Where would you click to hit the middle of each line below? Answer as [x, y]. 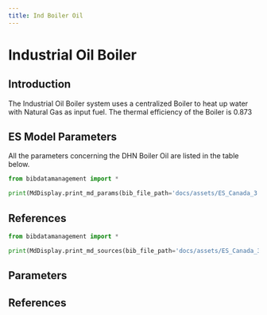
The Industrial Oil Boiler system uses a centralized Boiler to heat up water [128, 103]
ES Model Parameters [63, 137]
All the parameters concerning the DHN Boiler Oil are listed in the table [124, 156]
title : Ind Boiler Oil [46, 16]
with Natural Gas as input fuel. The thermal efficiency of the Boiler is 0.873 [130, 111]
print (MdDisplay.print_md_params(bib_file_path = [90, 193]
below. [19, 165]
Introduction [40, 84]
